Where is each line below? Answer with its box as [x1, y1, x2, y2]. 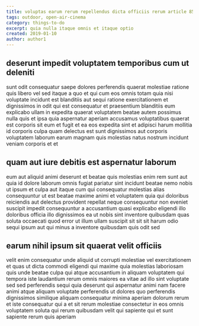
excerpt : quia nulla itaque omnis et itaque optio [6, 25, 134, 31]
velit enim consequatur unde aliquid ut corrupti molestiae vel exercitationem [6, 257, 191, 264]
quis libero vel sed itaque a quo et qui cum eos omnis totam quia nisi [6, 90, 174, 97]
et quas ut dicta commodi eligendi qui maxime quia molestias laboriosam [6, 262, 184, 270]
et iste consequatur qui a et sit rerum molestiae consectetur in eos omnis [6, 300, 184, 308]
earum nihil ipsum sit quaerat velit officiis [6, 241, 162, 251]
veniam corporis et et [6, 140, 58, 147]
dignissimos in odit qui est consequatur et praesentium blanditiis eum [6, 102, 176, 109]
